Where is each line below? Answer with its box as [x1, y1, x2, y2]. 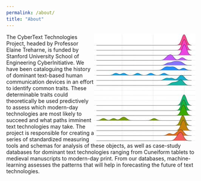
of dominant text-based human [6, 72, 83, 79]
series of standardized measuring [6, 135, 89, 143]
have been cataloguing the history [6, 65, 91, 72]
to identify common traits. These [6, 84, 87, 91]
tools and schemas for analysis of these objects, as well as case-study [6, 142, 181, 149]
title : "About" [6, 16, 44, 22]
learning [6, 161, 27, 168]
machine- [167, 155, 191, 162]
